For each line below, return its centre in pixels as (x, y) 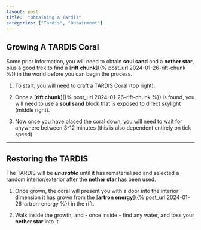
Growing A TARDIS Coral (53, 47)
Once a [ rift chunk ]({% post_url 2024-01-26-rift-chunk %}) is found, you (105, 97)
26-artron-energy (36, 203)
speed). (24, 134)
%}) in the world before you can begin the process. (69, 74)
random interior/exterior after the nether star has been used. (81, 179)
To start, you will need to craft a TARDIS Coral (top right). (85, 86)
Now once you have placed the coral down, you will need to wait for (98, 122)
